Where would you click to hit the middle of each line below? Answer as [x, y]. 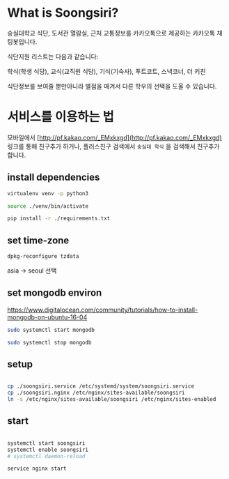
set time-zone [38, 240]
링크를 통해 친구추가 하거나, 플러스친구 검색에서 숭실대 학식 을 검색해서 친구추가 [113, 146]
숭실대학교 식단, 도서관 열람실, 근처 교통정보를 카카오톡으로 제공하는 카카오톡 [111, 33]
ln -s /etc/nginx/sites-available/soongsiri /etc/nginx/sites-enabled [112, 400]
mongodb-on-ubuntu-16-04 [47, 317]
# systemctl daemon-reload [46, 456]
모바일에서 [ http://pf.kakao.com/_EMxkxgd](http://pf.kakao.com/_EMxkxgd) [114, 137]
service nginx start [37, 469]
